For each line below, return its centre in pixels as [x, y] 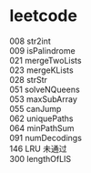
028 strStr [29, 79]
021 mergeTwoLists [45, 60]
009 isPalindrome [42, 50]
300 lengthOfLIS [40, 158]
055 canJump [35, 108]
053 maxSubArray [43, 99]
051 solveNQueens [45, 89]
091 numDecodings [45, 137]
